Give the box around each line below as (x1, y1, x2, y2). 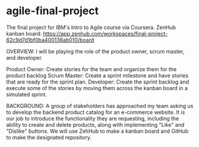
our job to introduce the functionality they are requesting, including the (6, 114, 179, 122)
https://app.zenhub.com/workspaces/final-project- (43, 30, 168, 37)
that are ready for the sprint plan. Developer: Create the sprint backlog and (6, 78, 189, 85)
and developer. (6, 54, 43, 61)
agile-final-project (6, 4, 99, 18)
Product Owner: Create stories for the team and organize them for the (6, 65, 177, 72)
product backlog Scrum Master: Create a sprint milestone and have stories (6, 72, 189, 79)
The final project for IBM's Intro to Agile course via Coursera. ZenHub (6, 24, 176, 31)
